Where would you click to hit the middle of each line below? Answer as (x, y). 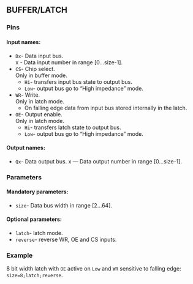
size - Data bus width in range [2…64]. (63, 205)
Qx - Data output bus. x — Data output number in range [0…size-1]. (99, 161)
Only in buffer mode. (41, 75)
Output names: (26, 148)
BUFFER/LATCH (37, 10)
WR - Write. (28, 95)
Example (20, 255)
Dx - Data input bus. (39, 56)
